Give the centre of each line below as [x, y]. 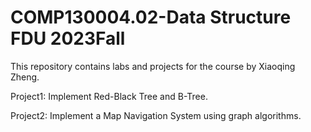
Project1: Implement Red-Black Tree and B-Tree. [109, 96]
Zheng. [25, 77]
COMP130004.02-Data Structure [151, 17]
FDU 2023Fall [68, 38]
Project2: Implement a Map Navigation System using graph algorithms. [156, 115]
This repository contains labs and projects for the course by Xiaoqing [153, 66]
